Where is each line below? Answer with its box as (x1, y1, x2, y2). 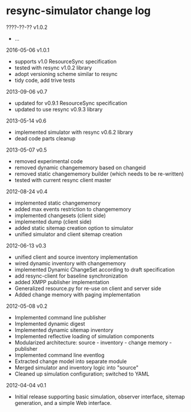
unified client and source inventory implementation (14, 253, 138, 261)
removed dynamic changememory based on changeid (14, 164, 146, 171)
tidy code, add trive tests (14, 77, 75, 84)
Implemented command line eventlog (14, 351, 105, 358)
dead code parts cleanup (14, 134, 76, 142)
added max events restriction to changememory (14, 205, 131, 213)
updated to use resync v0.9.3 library (14, 106, 103, 113)
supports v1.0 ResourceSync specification (14, 58, 117, 65)
